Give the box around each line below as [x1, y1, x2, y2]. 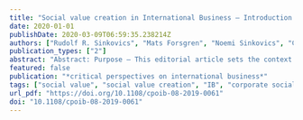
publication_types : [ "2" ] [9, 47, 106, 56]
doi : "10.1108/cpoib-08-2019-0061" [9, 97, 143, 106]
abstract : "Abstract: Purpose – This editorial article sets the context [9, 55, 293, 64]
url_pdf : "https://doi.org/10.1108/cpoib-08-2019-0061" [9, 88, 224, 97]
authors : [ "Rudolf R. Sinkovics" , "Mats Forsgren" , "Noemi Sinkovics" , [9, 38, 284, 48]
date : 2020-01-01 [9, 22, 75, 31]
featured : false [9, 64, 70, 73]
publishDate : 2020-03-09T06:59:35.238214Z [9, 30, 171, 39]
